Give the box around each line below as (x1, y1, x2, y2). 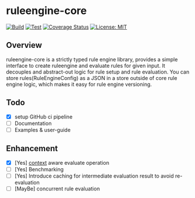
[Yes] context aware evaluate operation (14, 159, 110, 166)
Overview (6, 40, 43, 50)
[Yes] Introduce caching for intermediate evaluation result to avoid (14, 172, 174, 179)
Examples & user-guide (14, 126, 71, 133)
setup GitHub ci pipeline (14, 113, 73, 120)
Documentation (14, 120, 52, 127)
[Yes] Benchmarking (14, 165, 64, 173)
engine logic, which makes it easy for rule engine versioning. (6, 81, 152, 88)
